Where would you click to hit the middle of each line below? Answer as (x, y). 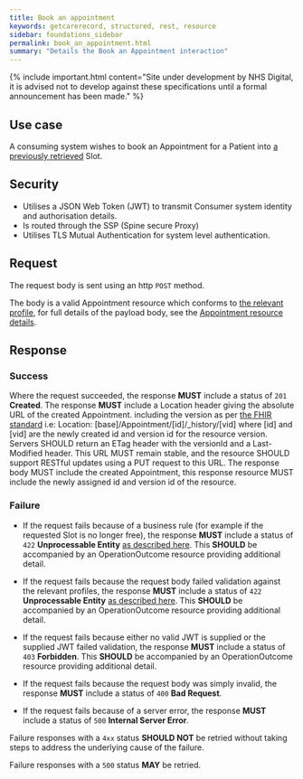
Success (29, 376)
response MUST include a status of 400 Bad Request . (122, 693)
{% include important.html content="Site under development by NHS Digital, (151, 77)
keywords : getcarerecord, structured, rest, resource (113, 26)
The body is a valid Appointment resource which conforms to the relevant (147, 303)
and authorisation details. (70, 216)
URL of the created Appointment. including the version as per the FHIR (141, 415)
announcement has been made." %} (77, 97)
